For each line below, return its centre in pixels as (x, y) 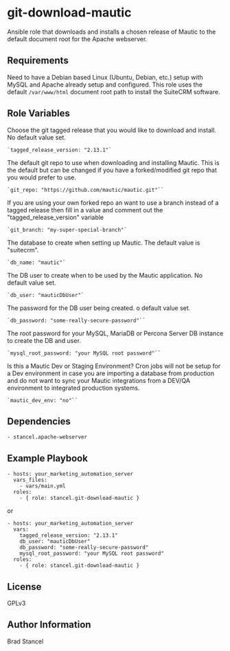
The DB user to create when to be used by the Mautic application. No (105, 275)
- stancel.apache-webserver (47, 437)
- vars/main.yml (43, 486)
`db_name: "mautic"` (37, 263)
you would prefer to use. (42, 177)
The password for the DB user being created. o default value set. (99, 308)
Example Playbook (47, 458)
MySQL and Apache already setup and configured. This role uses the (105, 85)
